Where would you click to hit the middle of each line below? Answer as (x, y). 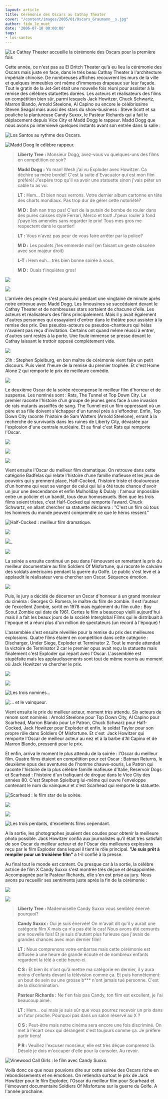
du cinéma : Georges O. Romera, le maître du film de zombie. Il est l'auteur (82, 601)
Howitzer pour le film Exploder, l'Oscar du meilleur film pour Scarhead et (80, 1080)
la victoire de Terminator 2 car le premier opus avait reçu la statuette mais (81, 648)
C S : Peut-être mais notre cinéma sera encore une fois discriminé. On (89, 1025)
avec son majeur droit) (40, 250)
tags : (11, 33)
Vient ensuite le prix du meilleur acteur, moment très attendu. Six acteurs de (83, 712)
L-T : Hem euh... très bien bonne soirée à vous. (66, 260)
